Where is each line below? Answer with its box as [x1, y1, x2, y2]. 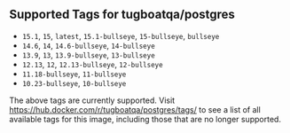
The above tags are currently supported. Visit [9, 95, 176, 106]
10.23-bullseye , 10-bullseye [21, 77, 127, 88]
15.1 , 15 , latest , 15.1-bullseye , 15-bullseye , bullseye [21, 30, 220, 41]
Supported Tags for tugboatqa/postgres [9, 7, 235, 22]
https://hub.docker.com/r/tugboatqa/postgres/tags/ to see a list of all [9, 104, 262, 114]
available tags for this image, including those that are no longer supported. [9, 113, 282, 124]
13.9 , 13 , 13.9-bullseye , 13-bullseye [21, 49, 155, 60]
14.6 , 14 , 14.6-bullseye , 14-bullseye [21, 40, 155, 51]
